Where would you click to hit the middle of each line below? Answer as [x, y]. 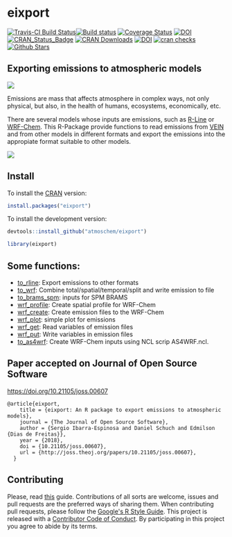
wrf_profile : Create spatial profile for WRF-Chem [86, 305]
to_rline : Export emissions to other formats [78, 282]
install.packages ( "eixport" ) [49, 206]
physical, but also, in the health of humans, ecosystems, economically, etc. [114, 106]
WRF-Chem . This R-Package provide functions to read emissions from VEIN [115, 126]
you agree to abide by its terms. [53, 526]
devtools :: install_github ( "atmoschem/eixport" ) [77, 232]
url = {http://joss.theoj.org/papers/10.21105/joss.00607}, [108, 452]
